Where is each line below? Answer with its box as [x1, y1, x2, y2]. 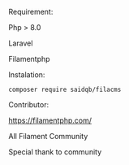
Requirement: [8, 7, 54, 16]
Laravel [8, 38, 33, 48]
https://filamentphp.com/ [8, 115, 92, 125]
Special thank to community [8, 147, 102, 157]
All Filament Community [8, 132, 88, 141]
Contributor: [8, 100, 49, 109]
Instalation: [8, 70, 45, 80]
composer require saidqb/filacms [8, 85, 122, 93]
